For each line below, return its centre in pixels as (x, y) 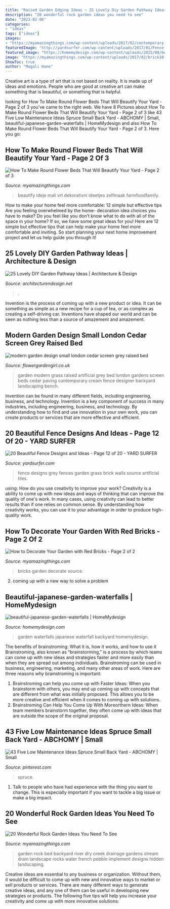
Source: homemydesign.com (35, 627)
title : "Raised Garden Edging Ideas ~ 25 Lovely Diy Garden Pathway (79, 10)
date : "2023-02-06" (26, 19)
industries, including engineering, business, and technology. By (71, 406)
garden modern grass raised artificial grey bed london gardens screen (91, 375)
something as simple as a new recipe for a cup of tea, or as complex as (79, 308)
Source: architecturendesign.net (39, 283)
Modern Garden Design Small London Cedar (76, 335)
